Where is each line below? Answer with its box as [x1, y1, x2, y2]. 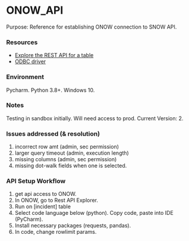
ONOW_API [6, 4, 64, 17]
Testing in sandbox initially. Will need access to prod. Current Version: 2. [6, 114, 184, 122]
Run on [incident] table [14, 203, 71, 210]
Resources [6, 38, 38, 46]
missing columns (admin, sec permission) [14, 156, 117, 163]
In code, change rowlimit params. [14, 229, 97, 236]
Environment [6, 73, 45, 81]
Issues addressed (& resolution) [6, 129, 100, 137]
